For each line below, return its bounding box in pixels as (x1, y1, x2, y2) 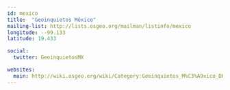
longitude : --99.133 (7, 29, 66, 36)
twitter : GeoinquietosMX (13, 54, 84, 61)
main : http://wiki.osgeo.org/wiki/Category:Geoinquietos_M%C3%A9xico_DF (13, 72, 225, 79)
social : (7, 48, 29, 55)
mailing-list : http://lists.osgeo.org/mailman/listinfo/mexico (7, 22, 192, 29)
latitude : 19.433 (7, 35, 57, 42)
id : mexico (7, 10, 38, 17)
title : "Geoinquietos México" (7, 16, 97, 23)
